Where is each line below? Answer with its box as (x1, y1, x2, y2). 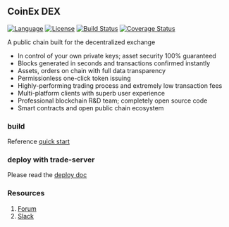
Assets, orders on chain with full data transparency (17, 66, 166, 74)
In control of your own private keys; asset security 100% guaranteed (17, 51, 216, 60)
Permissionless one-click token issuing (17, 74, 132, 82)
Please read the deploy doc (7, 171, 87, 179)
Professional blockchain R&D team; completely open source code (17, 96, 208, 105)
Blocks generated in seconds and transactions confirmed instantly (17, 59, 211, 67)
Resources (7, 188, 45, 198)
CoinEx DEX (7, 6, 61, 18)
